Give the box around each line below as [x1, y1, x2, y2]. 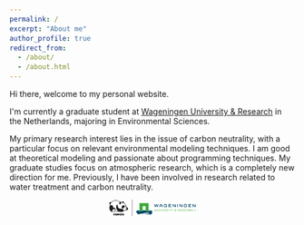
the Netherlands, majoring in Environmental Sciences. [9, 116, 211, 126]
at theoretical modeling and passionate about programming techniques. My [9, 152, 291, 163]
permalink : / [9, 15, 59, 24]
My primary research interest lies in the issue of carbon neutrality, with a [9, 133, 281, 144]
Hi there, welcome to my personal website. [9, 89, 170, 99]
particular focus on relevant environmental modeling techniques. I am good [9, 143, 290, 153]
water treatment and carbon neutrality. [9, 181, 154, 192]
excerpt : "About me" [9, 24, 88, 34]
